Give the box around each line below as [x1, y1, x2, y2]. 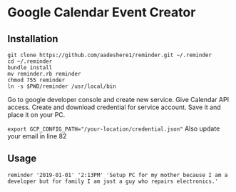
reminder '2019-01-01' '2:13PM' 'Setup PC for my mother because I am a [7, 171, 228, 178]
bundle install [7, 64, 53, 71]
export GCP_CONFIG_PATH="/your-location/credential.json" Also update [7, 124, 220, 133]
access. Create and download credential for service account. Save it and [7, 103, 221, 111]
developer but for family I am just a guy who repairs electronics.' [7, 178, 219, 185]
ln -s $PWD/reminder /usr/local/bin [7, 83, 116, 90]
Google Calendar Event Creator [7, 4, 196, 21]
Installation [7, 33, 58, 45]
